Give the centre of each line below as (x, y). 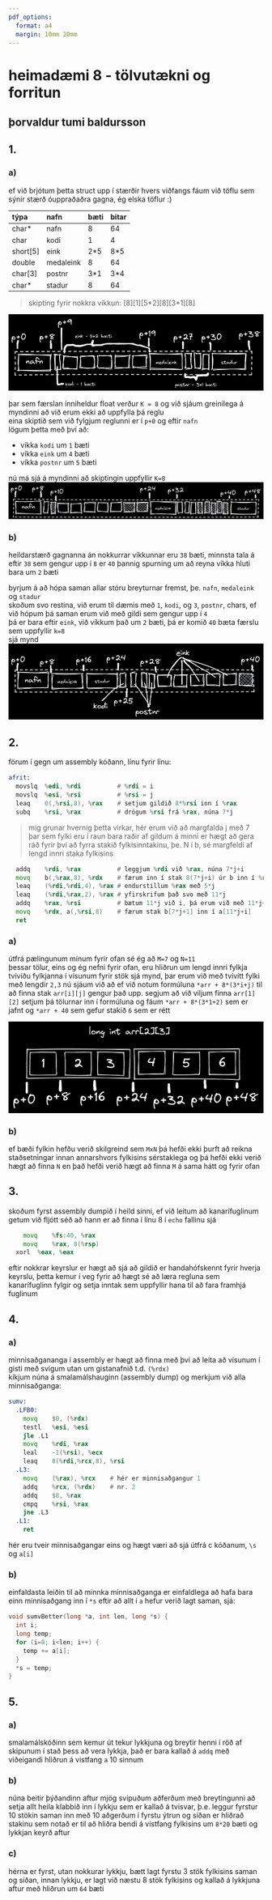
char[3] (25, 274)
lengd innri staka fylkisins (70, 853)
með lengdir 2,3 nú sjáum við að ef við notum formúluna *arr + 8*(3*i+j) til (136, 984)
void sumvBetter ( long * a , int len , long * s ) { (88, 1617)
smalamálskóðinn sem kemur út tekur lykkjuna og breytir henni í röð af (125, 1743)
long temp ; (34, 1634)
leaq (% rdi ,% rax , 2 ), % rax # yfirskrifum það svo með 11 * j (121, 895)
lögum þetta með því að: (49, 429)
